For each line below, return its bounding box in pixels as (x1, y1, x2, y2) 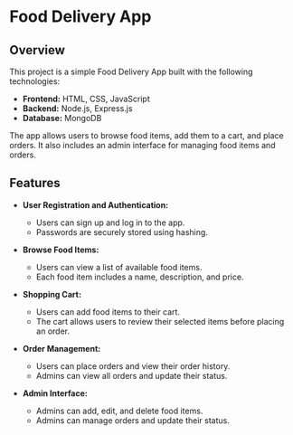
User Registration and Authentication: (22, 199, 169, 210)
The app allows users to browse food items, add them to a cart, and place (9, 130, 284, 141)
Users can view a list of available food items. (35, 261, 203, 272)
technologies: (9, 76, 61, 87)
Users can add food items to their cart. (35, 306, 181, 317)
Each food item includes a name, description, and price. (35, 271, 244, 282)
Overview (9, 43, 66, 58)
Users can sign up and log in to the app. (35, 217, 185, 228)
